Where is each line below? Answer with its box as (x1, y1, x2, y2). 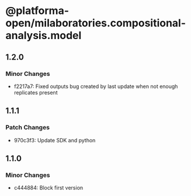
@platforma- (5, 4, 70, 17)
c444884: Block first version (13, 184, 84, 191)
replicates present (13, 89, 58, 96)
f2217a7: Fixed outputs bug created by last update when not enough (13, 83, 178, 90)
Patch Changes (5, 124, 50, 132)
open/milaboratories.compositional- (5, 16, 186, 30)
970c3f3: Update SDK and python (13, 136, 96, 143)
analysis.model (5, 29, 82, 42)
